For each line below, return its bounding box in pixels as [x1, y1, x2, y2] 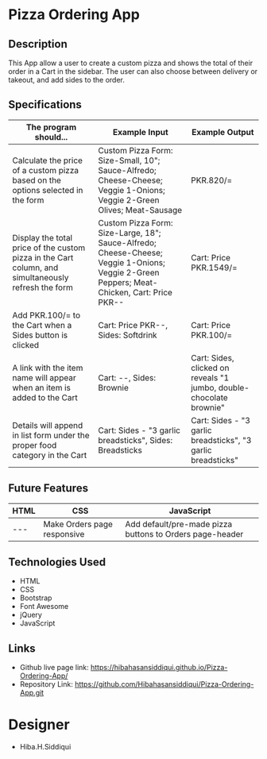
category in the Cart [12, 449, 87, 460]
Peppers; [98, 276, 132, 287]
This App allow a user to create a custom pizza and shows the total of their [8, 58, 253, 67]
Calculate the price [12, 155, 83, 166]
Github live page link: [19, 663, 89, 672]
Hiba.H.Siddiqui [19, 742, 72, 752]
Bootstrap [19, 593, 52, 603]
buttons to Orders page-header [125, 528, 244, 539]
